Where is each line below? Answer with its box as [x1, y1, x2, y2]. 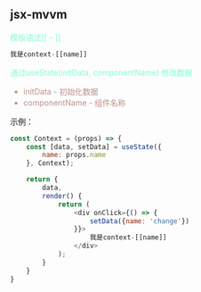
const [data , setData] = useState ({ [26, 142, 163, 151]
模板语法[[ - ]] [10, 31, 61, 43]
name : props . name [42, 151, 106, 160]
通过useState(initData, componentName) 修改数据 [10, 67, 193, 78]
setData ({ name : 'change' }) [89, 216, 190, 226]
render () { [42, 191, 83, 200]
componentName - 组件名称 [22, 97, 126, 108]
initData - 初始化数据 [22, 86, 99, 96]
